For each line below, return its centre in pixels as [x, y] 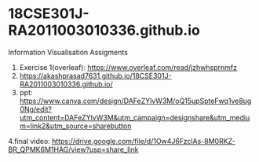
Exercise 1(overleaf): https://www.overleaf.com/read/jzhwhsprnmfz [128, 67]
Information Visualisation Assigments [68, 52]
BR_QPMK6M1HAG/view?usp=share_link [73, 149]
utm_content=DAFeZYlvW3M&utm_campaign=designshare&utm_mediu [135, 117]
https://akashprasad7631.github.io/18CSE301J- [95, 75]
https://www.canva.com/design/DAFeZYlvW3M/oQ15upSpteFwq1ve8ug [135, 101]
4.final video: [29, 141]
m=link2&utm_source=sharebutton [75, 126]
